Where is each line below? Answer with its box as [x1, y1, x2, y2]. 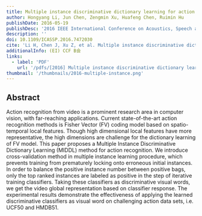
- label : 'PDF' [11, 59, 50, 65]
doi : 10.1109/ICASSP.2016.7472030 [6, 37, 93, 43]
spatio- [170, 121, 189, 128]
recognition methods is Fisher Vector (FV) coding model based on [6, 121, 170, 128]
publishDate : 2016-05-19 [6, 20, 69, 26]
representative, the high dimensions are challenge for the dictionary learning [6, 134, 196, 141]
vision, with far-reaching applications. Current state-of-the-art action [6, 115, 177, 122]
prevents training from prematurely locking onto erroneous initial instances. [6, 160, 193, 167]
